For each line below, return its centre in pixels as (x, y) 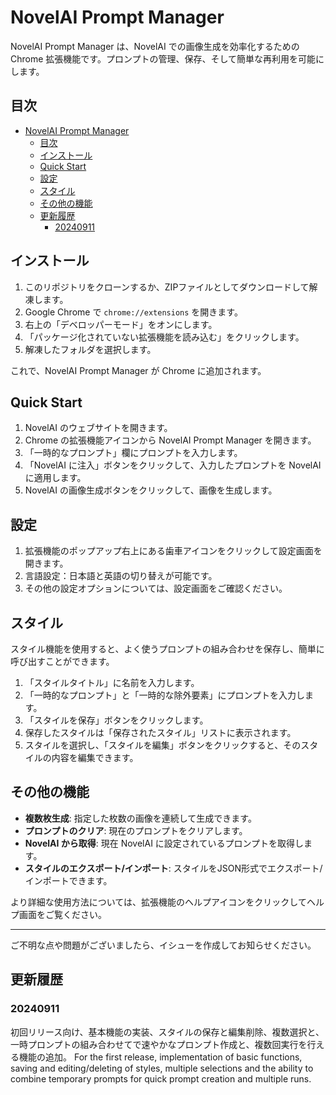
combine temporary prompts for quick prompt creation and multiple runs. (161, 1078)
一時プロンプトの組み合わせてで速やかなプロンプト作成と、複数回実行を (159, 1044)
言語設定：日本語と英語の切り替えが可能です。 (121, 576)
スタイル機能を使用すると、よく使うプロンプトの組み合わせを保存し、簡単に (167, 649)
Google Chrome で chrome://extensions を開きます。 (133, 312)
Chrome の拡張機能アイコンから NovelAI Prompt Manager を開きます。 (170, 440)
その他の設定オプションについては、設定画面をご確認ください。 (156, 588)
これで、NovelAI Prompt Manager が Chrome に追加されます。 (138, 370)
